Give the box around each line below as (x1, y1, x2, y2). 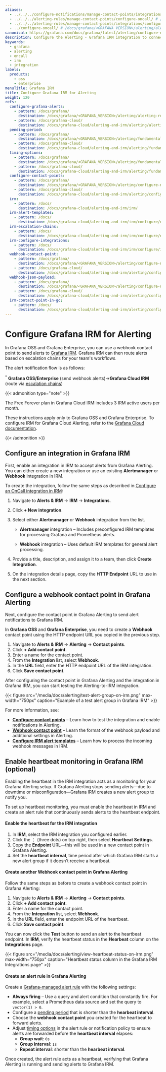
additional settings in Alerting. (12, 732, 73, 738)
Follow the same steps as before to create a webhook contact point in (5, 880, 147, 886)
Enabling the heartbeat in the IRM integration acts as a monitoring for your (5, 778, 156, 784)
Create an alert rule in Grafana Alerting (5, 973, 86, 979)
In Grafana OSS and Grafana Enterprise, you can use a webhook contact (5, 345, 153, 351)
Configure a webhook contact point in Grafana (5, 591, 151, 599)
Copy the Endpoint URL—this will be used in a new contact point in (12, 842, 149, 848)
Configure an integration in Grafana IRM (5, 449, 130, 458)
